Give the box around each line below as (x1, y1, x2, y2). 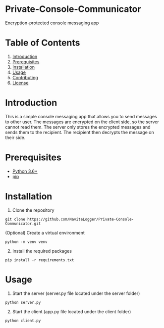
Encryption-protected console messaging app (5, 20, 99, 26)
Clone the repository (12, 207, 55, 213)
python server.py (5, 300, 41, 305)
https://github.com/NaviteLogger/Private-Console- (27, 217, 134, 222)
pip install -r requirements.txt (5, 257, 74, 263)
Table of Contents (5, 37, 80, 48)
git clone (5, 217, 26, 222)
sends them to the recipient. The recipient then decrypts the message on (5, 129, 155, 135)
